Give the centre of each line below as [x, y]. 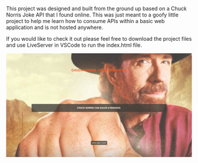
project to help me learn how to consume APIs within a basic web [85, 21]
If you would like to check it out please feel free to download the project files [99, 39]
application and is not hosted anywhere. [55, 27]
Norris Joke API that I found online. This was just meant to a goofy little [92, 15]
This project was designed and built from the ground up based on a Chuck [96, 9]
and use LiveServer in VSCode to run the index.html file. [74, 45]
